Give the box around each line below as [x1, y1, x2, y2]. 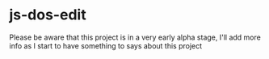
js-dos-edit [9, 6, 87, 24]
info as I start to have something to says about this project [9, 40, 203, 50]
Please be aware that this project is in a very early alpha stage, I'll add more [9, 32, 261, 42]
